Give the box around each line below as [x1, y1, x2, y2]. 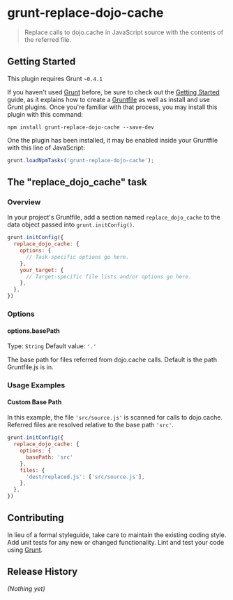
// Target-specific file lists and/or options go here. [25, 273, 192, 280]
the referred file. [24, 35, 72, 43]
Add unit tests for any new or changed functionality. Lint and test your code [7, 538, 225, 546]
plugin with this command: [7, 110, 84, 118]
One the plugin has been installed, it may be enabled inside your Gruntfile [7, 136, 218, 144]
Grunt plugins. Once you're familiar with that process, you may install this [7, 103, 218, 111]
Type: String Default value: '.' [7, 342, 97, 350]
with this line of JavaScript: [7, 143, 86, 152]
